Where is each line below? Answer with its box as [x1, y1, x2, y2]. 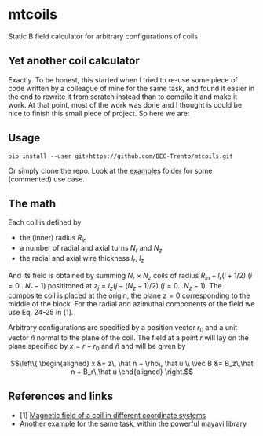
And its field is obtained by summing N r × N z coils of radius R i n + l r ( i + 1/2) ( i [8, 270, 253, 282]
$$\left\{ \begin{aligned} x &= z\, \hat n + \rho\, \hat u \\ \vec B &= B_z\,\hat [10, 358, 254, 368]
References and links [8, 390, 114, 403]
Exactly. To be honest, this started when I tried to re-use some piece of [8, 75, 238, 84]
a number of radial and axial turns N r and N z [19, 244, 163, 255]
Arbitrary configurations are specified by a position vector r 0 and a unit [8, 323, 238, 335]
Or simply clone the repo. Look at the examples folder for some [8, 166, 213, 175]
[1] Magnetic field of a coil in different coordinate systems [19, 410, 206, 420]
